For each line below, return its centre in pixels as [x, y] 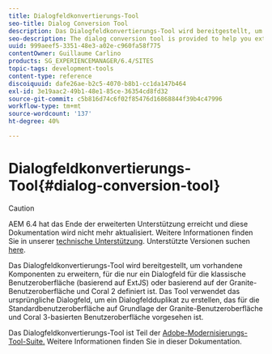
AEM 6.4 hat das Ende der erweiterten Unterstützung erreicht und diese [128, 224]
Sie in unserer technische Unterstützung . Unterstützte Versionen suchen [130, 241]
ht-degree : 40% [34, 122]
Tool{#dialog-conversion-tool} [115, 186]
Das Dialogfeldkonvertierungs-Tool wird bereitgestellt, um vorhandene [125, 265]
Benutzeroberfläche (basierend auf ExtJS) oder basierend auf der [118, 282]
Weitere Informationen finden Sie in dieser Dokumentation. [144, 341]
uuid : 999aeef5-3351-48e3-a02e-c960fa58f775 [85, 46]
